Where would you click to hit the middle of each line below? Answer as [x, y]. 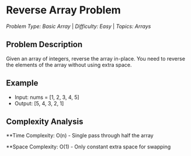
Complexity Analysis [45, 121]
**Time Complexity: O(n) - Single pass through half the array [80, 136]
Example [22, 83]
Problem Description [44, 45]
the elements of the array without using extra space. [69, 65]
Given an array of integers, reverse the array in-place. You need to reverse [96, 58]
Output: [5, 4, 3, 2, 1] [39, 103]
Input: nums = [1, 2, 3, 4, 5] [47, 97]
